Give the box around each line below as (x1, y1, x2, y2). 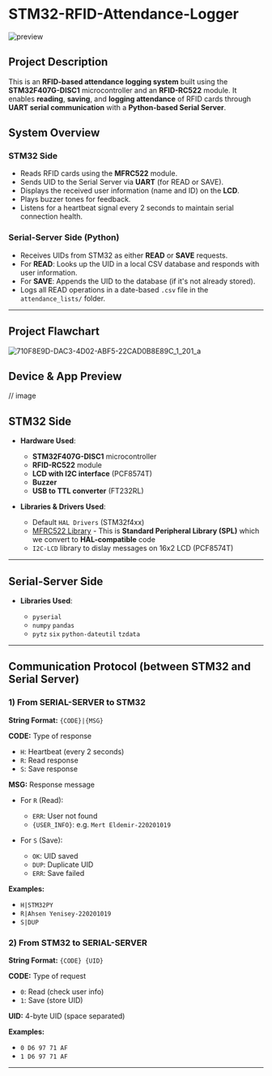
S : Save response (19, 763, 79, 774)
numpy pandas (32, 621, 75, 630)
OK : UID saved (32, 851, 79, 860)
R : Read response (19, 755, 79, 765)
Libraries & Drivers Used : (19, 502, 107, 511)
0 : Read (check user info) (19, 986, 104, 997)
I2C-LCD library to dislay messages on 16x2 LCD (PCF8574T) (32, 544, 234, 553)
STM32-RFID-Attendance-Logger (8, 5, 240, 23)
